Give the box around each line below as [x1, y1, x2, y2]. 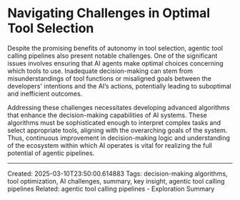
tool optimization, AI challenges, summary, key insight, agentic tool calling [7, 176, 225, 185]
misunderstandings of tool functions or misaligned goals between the [7, 74, 212, 83]
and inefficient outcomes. [7, 89, 83, 98]
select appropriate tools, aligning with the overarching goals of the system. [7, 126, 228, 134]
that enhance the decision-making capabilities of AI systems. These [7, 111, 207, 119]
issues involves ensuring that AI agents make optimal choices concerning [7, 59, 224, 67]
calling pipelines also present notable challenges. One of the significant [7, 51, 218, 60]
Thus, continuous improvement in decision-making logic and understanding [7, 134, 230, 142]
